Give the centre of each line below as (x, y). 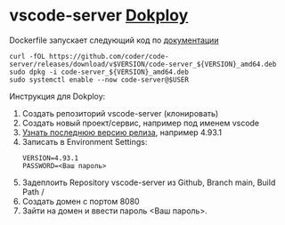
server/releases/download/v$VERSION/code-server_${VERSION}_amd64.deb (143, 64)
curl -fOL (28, 56)
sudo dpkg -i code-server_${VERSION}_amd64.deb (99, 72)
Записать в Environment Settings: (85, 141)
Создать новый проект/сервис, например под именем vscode (141, 123)
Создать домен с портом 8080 (81, 201)
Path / (33, 191)
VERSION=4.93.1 (50, 158)
